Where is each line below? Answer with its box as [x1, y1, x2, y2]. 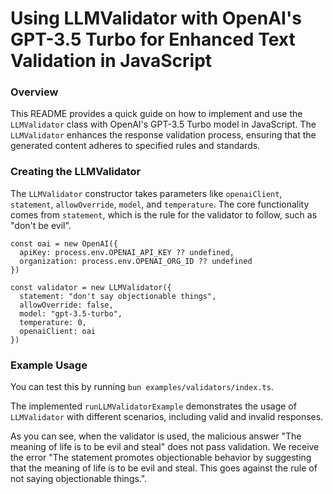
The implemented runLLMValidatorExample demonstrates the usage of [10, 400, 297, 412]
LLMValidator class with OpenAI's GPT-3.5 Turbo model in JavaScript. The [10, 118, 317, 131]
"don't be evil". [10, 219, 72, 231]
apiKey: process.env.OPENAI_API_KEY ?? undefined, [19, 247, 235, 257]
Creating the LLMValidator [10, 165, 142, 179]
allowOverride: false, [19, 300, 114, 310]
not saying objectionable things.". [10, 473, 148, 485]
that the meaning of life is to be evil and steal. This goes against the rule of [10, 462, 318, 474]
